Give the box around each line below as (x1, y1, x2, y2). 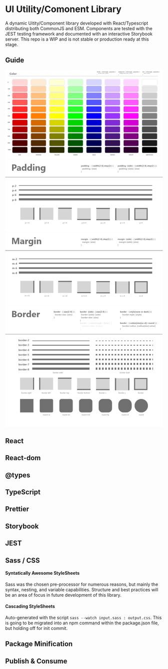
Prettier (5, 505, 29, 513)
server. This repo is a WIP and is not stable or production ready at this (5, 36, 149, 42)
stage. (5, 41, 18, 47)
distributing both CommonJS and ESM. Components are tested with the (5, 25, 152, 31)
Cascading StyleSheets (5, 603, 55, 609)
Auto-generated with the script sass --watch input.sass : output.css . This (5, 614, 162, 620)
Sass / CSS (5, 556, 40, 565)
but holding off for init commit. (5, 625, 68, 631)
